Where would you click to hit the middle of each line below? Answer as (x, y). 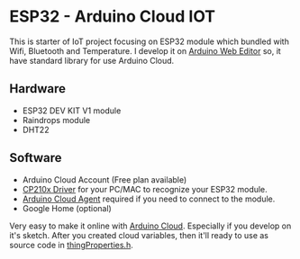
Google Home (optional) (67, 208)
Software (36, 158)
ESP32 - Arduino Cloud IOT (113, 17)
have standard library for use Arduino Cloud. (92, 60)
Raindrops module (56, 120)
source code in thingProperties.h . (71, 245)
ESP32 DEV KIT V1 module (72, 111)
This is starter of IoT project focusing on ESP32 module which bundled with (150, 41)
